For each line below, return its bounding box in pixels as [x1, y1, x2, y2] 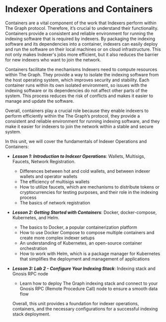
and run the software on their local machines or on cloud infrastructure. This [5, 46, 161, 52]
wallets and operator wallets [19, 173, 78, 179]
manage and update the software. [5, 98, 74, 104]
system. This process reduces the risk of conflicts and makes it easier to [5, 93, 154, 99]
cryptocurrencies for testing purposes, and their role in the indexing [19, 189, 159, 195]
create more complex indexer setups [19, 235, 95, 241]
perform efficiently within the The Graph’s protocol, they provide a [5, 113, 140, 119]
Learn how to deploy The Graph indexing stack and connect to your [19, 280, 158, 286]
